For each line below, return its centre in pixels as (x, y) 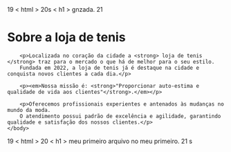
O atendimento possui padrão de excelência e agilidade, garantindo (120, 116)
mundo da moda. (29, 110)
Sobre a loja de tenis (66, 38)
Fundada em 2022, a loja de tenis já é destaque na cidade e (109, 68)
